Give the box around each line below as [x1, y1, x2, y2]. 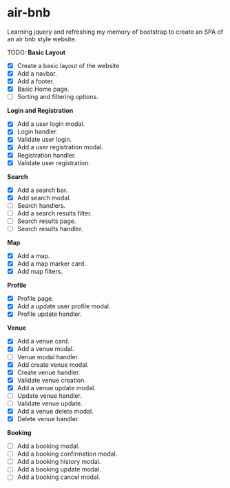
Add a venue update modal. [17, 383, 96, 392]
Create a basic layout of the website [17, 61, 120, 70]
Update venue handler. [17, 391, 83, 400]
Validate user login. [17, 136, 72, 144]
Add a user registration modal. [17, 143, 103, 151]
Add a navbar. [17, 70, 57, 77]
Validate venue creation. [17, 376, 86, 384]
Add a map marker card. [17, 259, 86, 268]
